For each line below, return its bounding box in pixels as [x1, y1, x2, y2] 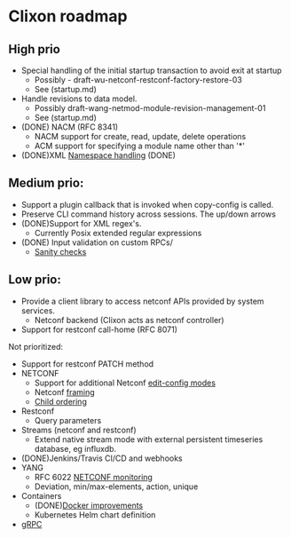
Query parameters [34, 415, 102, 425]
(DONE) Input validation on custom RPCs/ [20, 237, 174, 248]
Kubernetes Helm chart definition [34, 509, 156, 520]
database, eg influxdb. [34, 443, 117, 454]
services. [20, 305, 55, 316]
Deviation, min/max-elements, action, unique [34, 481, 199, 492]
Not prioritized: [8, 341, 64, 352]
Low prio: [8, 273, 61, 288]
